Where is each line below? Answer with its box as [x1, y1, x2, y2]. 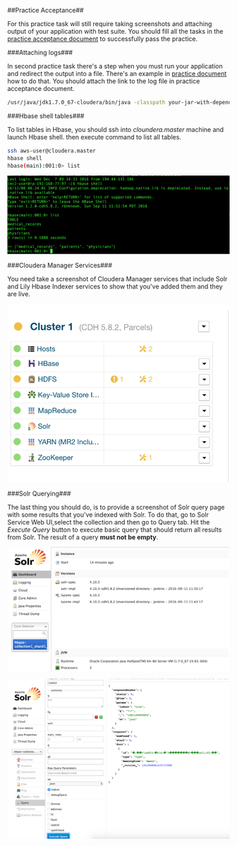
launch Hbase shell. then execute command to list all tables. [7, 133, 182, 141]
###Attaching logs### [7, 49, 73, 56]
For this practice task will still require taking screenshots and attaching [7, 20, 212, 27]
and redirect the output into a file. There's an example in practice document [7, 70, 227, 78]
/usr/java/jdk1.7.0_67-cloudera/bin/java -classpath [7, 99, 166, 106]
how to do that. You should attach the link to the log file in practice [7, 77, 200, 85]
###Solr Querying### [7, 489, 71, 498]
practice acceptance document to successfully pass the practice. [7, 35, 198, 43]
